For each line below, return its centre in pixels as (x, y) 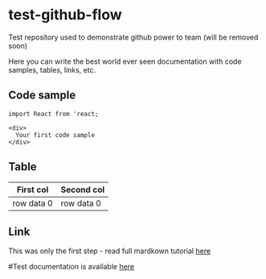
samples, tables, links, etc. (52, 69)
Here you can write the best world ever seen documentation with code (125, 61)
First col (33, 189)
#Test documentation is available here (72, 267)
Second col (83, 189)
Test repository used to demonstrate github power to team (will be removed (133, 37)
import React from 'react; (53, 114)
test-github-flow (65, 15)
